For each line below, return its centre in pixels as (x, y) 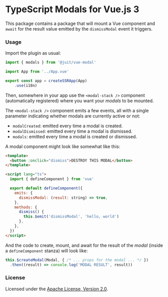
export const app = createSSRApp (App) (46, 81)
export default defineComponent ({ (46, 188)
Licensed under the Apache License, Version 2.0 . (57, 289)
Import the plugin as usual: (33, 53)
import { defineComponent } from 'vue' (52, 179)
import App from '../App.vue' (37, 72)
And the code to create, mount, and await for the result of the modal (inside (84, 245)
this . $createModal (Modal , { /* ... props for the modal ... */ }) (77, 260)
